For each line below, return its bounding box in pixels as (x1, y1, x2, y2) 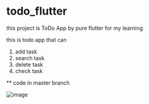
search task (15, 54, 45, 61)
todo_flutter (6, 4, 68, 18)
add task (15, 47, 38, 55)
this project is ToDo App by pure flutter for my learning (6, 24, 144, 32)
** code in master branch (6, 79, 70, 86)
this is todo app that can (6, 36, 67, 43)
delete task (15, 61, 44, 68)
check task (15, 67, 43, 74)
